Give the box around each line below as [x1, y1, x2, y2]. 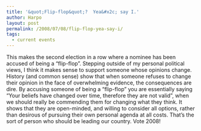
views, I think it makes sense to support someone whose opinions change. [6, 66, 192, 73]
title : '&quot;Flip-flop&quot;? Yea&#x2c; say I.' [6, 8, 139, 15]
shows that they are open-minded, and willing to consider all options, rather [6, 105, 196, 112]
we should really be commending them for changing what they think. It [6, 98, 183, 106]
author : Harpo [6, 14, 42, 21]
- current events [12, 37, 56, 43]
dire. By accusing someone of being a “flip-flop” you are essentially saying [6, 86, 193, 92]
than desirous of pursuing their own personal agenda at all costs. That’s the [6, 111, 195, 118]
